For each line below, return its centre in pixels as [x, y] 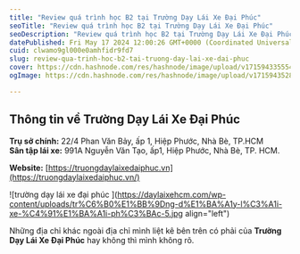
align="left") [207, 213]
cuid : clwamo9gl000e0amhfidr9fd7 [71, 51]
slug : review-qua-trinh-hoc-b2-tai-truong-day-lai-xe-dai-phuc [129, 59]
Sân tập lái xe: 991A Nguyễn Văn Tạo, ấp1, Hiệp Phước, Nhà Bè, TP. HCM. [145, 150]
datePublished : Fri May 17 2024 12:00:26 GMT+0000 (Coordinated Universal [151, 42]
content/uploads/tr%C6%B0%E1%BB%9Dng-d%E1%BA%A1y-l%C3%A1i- [146, 204]
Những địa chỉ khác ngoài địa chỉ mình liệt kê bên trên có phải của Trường [146, 230]
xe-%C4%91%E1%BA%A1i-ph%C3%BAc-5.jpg [96, 213]
